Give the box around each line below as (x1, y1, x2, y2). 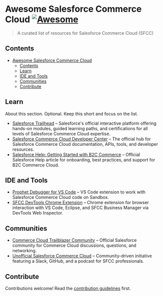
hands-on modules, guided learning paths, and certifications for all (12, 125, 148, 131)
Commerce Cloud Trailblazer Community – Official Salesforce (12, 237, 137, 243)
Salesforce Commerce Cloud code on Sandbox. (12, 194, 109, 200)
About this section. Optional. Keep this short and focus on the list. (5, 110, 138, 116)
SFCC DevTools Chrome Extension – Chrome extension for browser (12, 200, 149, 206)
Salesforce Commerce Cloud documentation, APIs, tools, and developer (12, 141, 159, 147)
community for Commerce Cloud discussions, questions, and (12, 242, 136, 248)
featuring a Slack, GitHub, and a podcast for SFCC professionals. (12, 258, 144, 264)
